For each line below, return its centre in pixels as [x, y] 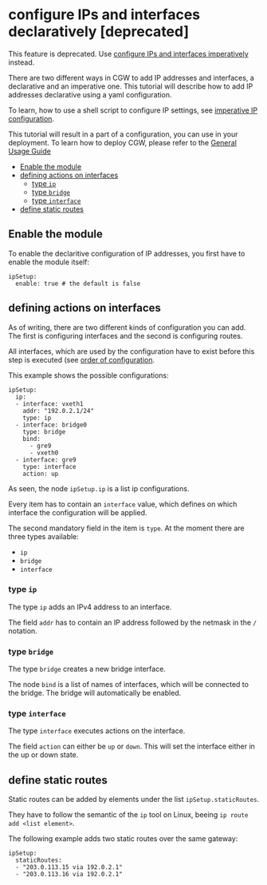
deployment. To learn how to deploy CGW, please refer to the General [123, 142]
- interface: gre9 [46, 460]
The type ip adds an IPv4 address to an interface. [90, 607]
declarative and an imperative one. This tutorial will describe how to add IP [131, 86]
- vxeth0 [44, 453]
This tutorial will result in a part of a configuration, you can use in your [123, 134]
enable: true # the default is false [78, 284]
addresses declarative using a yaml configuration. [90, 94]
